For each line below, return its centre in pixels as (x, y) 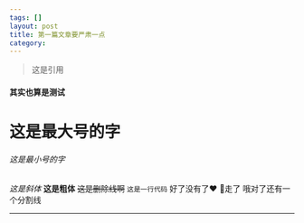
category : (28, 43)
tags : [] (26, 18)
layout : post (34, 26)
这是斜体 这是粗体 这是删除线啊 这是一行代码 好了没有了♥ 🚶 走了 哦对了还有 (146, 189)
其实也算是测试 (37, 92)
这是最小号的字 (37, 159)
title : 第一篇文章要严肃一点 (57, 34)
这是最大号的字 (65, 132)
